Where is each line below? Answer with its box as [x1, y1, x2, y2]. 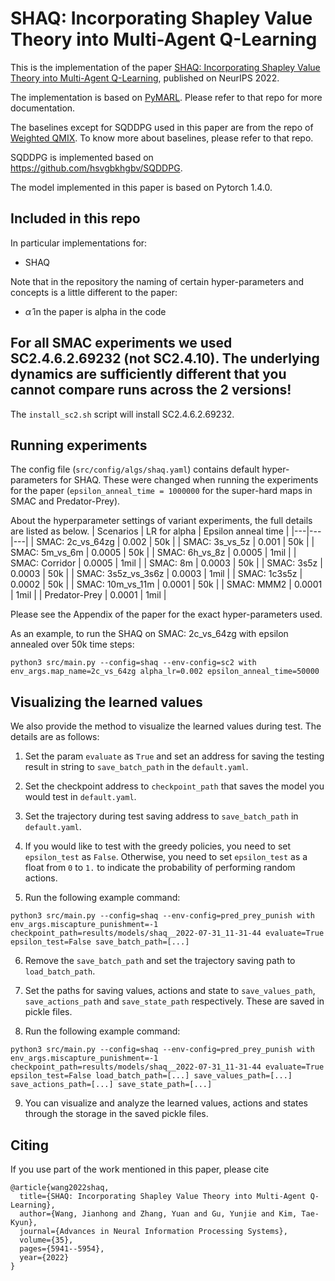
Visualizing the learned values [10, 693, 203, 711]
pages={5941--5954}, [19, 1244, 105, 1254]
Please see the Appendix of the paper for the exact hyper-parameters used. [10, 608, 323, 621]
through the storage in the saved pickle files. [24, 1108, 209, 1120]
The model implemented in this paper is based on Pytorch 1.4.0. [10, 181, 273, 193]
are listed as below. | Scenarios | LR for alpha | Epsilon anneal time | [10, 525, 290, 537]
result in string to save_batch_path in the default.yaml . [24, 761, 249, 773]
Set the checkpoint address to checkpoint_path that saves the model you [24, 780, 325, 792]
